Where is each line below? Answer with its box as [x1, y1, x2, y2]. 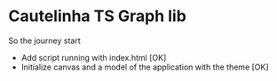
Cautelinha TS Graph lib [8, 6, 187, 26]
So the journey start [8, 35, 81, 46]
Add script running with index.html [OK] [20, 52, 167, 63]
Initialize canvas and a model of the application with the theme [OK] [20, 62, 269, 72]
